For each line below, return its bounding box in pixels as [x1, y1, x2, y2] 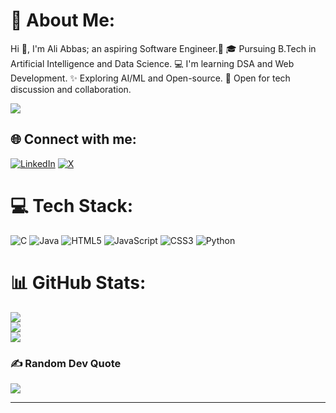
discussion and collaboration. [10, 83, 132, 95]
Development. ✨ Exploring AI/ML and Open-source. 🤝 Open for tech [10, 72, 291, 84]
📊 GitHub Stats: [10, 271, 147, 294]
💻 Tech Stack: [10, 194, 134, 217]
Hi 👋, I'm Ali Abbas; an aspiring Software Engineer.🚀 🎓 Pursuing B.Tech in [10, 42, 317, 54]
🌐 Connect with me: [10, 131, 137, 148]
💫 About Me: [10, 9, 116, 32]
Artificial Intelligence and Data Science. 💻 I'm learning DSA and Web [10, 57, 295, 69]
